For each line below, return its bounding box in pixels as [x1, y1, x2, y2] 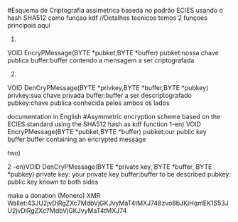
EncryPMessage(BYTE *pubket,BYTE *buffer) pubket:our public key [7, 128, 207, 135]
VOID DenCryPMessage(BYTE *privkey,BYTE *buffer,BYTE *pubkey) [7, 84, 209, 91]
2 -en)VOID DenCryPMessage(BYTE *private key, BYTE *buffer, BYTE [7, 162, 212, 171]
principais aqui [7, 21, 51, 29]
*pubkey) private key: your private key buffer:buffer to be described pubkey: [7, 170, 231, 178]
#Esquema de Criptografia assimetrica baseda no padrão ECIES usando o [7, 6, 224, 14]
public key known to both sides [7, 177, 99, 186]
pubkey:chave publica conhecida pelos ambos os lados [7, 99, 170, 107]
